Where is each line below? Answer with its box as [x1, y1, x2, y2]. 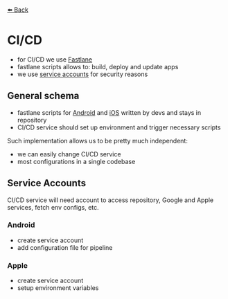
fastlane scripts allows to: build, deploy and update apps [17, 62, 179, 71]
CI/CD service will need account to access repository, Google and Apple [7, 196, 214, 204]
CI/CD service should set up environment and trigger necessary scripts [17, 123, 221, 132]
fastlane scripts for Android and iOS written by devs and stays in [17, 108, 202, 116]
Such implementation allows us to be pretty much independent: [7, 136, 188, 145]
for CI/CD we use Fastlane [17, 55, 92, 64]
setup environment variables [17, 284, 99, 292]
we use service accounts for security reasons [17, 70, 148, 78]
